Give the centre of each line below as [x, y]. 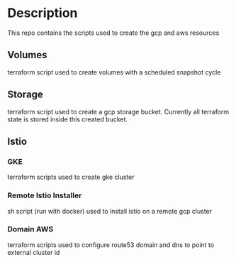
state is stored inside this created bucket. [68, 119]
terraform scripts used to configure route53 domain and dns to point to [111, 245]
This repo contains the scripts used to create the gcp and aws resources [113, 33]
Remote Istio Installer [45, 195]
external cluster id [34, 252]
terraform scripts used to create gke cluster [71, 177]
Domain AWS [30, 229]
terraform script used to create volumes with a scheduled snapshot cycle [114, 72]
